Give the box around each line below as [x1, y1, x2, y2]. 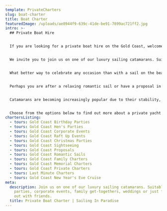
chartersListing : [5, 115, 41, 120]
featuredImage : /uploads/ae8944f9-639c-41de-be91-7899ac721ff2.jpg [5, 21, 148, 26]
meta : [5, 180, 16, 185]
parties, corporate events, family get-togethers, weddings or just [14, 189, 159, 194]
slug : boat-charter [5, 12, 46, 17]
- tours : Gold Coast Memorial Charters [9, 161, 92, 167]
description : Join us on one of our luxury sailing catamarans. [9, 185, 146, 190]
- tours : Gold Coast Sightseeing [9, 143, 79, 148]
